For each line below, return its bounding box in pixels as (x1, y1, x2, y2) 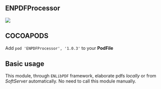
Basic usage (5, 60, 44, 68)
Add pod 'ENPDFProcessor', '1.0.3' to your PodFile (5, 45, 114, 51)
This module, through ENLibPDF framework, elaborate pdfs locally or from (5, 73, 156, 79)
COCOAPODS (5, 32, 49, 40)
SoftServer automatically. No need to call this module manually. (5, 78, 136, 84)
